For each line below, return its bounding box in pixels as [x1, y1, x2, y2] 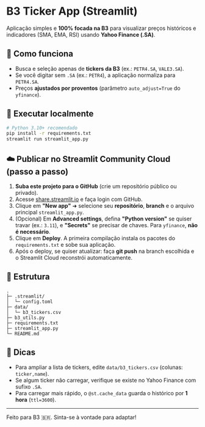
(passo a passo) [6, 166, 69, 177]
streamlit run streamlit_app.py [6, 136, 88, 142]
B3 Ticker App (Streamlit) [6, 4, 138, 18]
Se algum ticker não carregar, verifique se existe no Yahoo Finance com [15, 376, 196, 384]
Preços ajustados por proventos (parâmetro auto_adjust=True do [15, 84, 181, 92]
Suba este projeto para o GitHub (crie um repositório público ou [15, 183, 177, 190]
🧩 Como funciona [6, 49, 73, 59]
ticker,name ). [15, 370, 49, 377]
